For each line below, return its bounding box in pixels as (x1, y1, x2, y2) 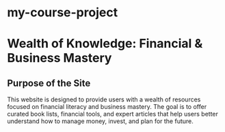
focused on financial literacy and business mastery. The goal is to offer (7, 103, 207, 111)
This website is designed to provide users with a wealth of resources (7, 95, 201, 103)
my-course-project (7, 5, 118, 20)
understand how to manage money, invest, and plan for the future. (7, 117, 194, 125)
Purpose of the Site (7, 77, 91, 89)
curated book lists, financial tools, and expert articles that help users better (7, 110, 219, 118)
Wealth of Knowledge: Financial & (7, 36, 203, 52)
